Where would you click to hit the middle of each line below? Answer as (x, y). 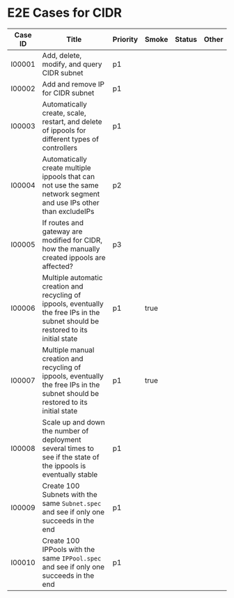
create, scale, (64, 113)
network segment (71, 194)
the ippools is (64, 466)
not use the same (70, 185)
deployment (62, 439)
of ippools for (64, 130)
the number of (65, 431)
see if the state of (71, 457)
